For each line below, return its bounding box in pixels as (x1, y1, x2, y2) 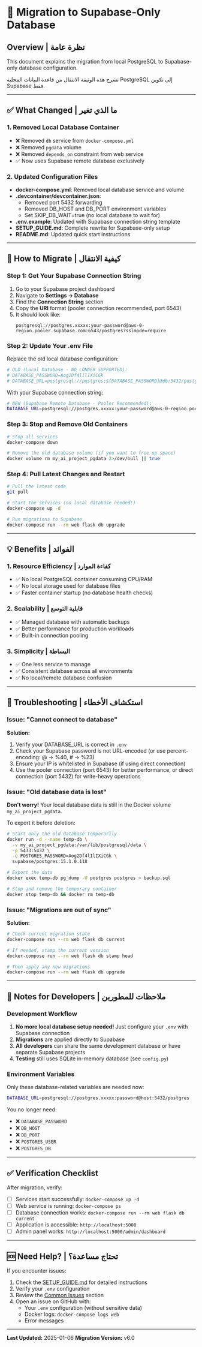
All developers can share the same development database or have (15, 1042, 181, 1049)
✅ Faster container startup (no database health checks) (15, 589, 153, 596)
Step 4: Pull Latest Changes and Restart (7, 470, 125, 479)
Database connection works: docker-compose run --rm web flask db (15, 1209, 185, 1216)
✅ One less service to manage (15, 660, 91, 668)
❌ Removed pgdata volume (15, 143, 82, 151)
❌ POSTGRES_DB (15, 1145, 52, 1152)
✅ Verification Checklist (7, 1168, 98, 1178)
